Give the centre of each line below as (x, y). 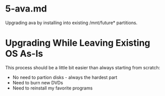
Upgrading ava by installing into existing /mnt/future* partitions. (71, 23)
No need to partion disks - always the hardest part (65, 77)
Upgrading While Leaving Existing (78, 43)
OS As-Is (24, 54)
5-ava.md (26, 9)
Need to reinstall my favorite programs (52, 88)
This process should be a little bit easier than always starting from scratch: (83, 67)
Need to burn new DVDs (38, 82)
